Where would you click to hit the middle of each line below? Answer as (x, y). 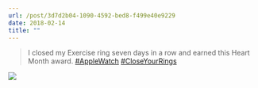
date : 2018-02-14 (37, 23)
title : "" (25, 30)
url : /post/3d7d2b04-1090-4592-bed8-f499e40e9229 (92, 15)
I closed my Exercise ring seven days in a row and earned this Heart (139, 53)
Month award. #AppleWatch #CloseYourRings (102, 61)
